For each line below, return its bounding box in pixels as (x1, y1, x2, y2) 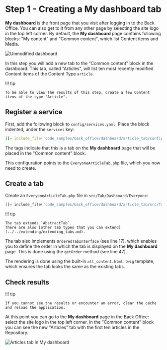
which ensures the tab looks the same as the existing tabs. (5, 264, 125, 270)
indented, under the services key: (5, 126, 75, 132)
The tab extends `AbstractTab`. (5, 221, 72, 226)
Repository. (5, 330, 29, 336)
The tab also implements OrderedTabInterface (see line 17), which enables (5, 238, 157, 244)
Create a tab (5, 180, 44, 188)
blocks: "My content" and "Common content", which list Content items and (5, 36, 159, 42)
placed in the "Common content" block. (5, 150, 86, 156)
